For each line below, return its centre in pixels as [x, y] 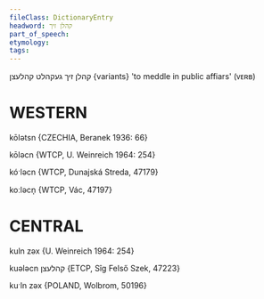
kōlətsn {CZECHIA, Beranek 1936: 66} [79, 138]
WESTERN [48, 113]
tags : [19, 51]
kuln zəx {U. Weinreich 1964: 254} [72, 251]
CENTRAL [46, 226]
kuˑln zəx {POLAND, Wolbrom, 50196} [78, 285]
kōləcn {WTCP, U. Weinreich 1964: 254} [82, 155]
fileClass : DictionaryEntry [62, 17]
